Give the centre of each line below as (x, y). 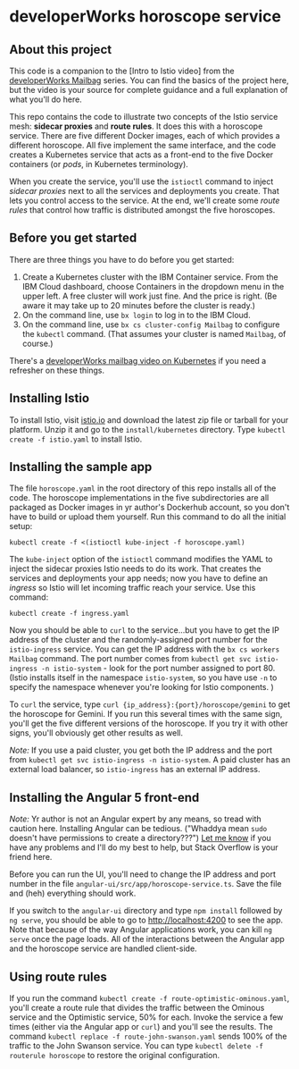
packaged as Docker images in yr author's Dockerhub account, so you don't (149, 508)
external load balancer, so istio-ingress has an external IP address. (135, 770)
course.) (37, 343)
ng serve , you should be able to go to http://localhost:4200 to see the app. (146, 920)
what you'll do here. (46, 99)
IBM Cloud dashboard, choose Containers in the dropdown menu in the (153, 286)
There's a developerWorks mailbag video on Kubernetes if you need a (138, 360)
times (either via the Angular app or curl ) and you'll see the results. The (141, 1027)
